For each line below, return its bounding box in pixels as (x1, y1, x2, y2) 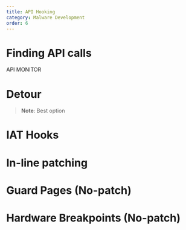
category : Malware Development (6, 14, 85, 21)
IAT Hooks (6, 128, 59, 142)
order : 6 (6, 20, 28, 26)
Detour (6, 87, 42, 101)
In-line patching (6, 156, 88, 170)
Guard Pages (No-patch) (6, 184, 132, 197)
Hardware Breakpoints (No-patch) (6, 211, 181, 225)
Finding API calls (6, 46, 92, 60)
